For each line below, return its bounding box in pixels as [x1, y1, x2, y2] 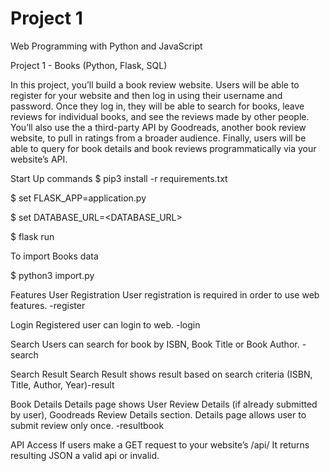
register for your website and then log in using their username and [10, 89, 283, 101]
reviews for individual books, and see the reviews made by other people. [10, 110, 310, 122]
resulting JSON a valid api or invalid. [10, 449, 160, 461]
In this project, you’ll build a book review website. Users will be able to [10, 78, 300, 91]
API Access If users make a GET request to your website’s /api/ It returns [10, 438, 310, 451]
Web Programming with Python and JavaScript [10, 40, 203, 52]
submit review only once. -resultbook [10, 419, 165, 431]
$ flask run [10, 230, 55, 242]
